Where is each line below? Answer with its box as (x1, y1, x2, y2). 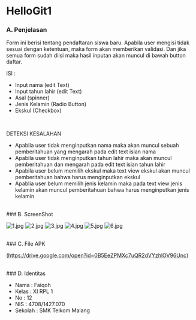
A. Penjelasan (6, 26, 47, 34)
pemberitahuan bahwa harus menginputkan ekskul (14, 174, 141, 181)
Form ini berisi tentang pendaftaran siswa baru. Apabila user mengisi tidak (6, 39, 190, 46)
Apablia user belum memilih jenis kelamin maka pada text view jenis (14, 180, 183, 187)
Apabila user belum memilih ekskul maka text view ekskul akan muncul (14, 167, 190, 174)
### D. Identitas (6, 270, 46, 277)
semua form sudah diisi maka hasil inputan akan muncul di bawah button (6, 52, 186, 59)
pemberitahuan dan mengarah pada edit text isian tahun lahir (14, 161, 166, 168)
